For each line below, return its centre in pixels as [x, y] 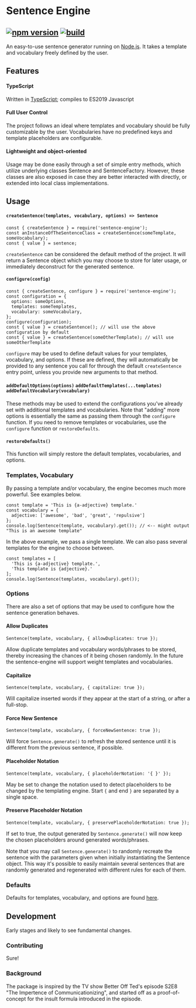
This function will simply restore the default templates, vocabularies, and [94, 454]
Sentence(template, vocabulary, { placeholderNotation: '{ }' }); [89, 774]
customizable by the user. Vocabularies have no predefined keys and [89, 132]
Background [24, 973]
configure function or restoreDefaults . [53, 428]
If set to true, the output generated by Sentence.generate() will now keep [94, 833]
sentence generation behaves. [43, 612]
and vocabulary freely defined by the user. [57, 53]
